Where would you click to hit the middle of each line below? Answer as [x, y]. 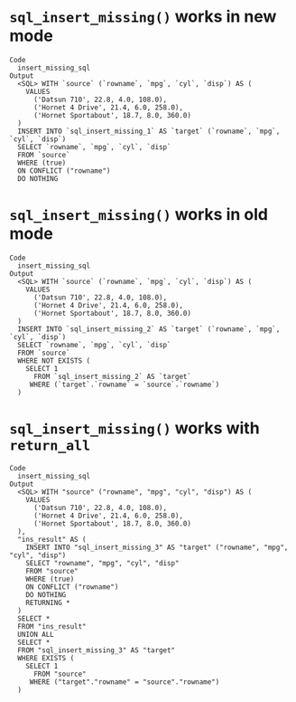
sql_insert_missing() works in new [143, 17]
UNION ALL [36, 634]
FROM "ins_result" [52, 626]
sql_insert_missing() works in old [139, 215]
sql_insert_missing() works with [134, 428]
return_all [50, 446]
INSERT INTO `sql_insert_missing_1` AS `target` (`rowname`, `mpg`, [149, 131]
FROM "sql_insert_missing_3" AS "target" [97, 650]
